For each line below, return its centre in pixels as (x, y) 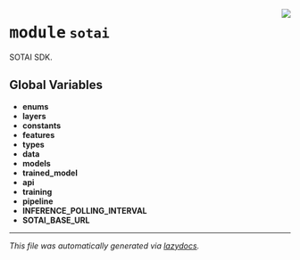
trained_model (50, 173)
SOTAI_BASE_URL (56, 220)
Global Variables (56, 85)
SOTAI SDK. (31, 57)
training (37, 191)
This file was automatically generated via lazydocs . (104, 246)
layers (34, 116)
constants (42, 126)
